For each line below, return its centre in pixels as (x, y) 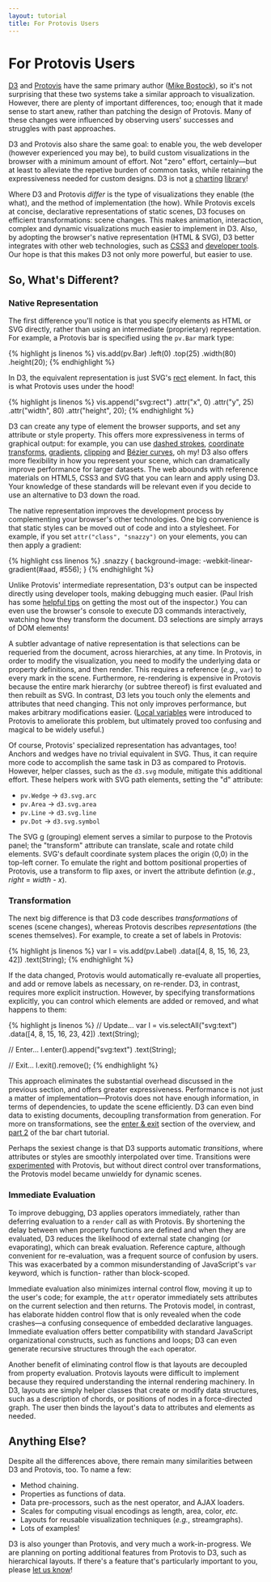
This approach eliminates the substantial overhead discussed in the (121, 1081)
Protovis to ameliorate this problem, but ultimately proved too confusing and (135, 721)
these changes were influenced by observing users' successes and (121, 120)
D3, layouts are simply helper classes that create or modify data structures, (133, 1390)
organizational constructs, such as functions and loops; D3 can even (123, 1340)
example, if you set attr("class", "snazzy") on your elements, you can (128, 537)
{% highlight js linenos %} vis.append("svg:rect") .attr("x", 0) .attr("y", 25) (131, 402)
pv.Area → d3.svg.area (58, 804)
